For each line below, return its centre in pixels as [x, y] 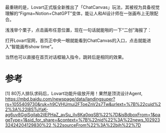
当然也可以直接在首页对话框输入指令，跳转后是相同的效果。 [66, 57]
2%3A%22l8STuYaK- [27, 109]
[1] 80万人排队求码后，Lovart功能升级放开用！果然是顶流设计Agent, [74, 93]
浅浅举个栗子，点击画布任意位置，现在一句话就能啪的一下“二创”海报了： [79, 30]
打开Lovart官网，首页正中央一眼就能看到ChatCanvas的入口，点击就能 [76, 40]
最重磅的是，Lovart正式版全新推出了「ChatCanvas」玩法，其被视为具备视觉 [82, 7]
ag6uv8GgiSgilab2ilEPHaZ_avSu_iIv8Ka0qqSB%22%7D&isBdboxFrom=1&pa [83, 114]
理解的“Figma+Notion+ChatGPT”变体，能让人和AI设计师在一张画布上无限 [80, 13]
